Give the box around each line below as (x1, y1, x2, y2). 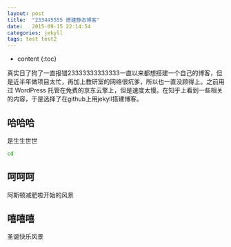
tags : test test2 (7, 36, 57, 43)
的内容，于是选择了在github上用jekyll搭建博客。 (7, 95, 143, 103)
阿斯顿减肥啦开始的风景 (7, 190, 74, 199)
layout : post (7, 10, 45, 17)
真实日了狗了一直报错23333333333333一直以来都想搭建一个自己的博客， (7, 69, 217, 77)
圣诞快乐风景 (7, 233, 43, 241)
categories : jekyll (7, 29, 63, 37)
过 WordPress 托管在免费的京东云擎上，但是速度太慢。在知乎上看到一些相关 (7, 86, 223, 95)
